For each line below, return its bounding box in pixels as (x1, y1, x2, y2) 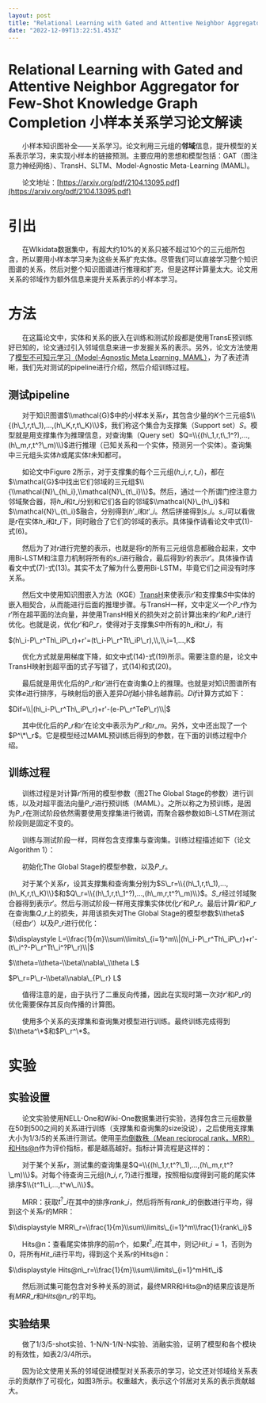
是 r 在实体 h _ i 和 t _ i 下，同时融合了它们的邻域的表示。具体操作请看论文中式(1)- (8, 517, 253, 526)
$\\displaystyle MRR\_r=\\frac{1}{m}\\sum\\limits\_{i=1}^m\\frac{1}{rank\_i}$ (8, 1222, 253, 1233)
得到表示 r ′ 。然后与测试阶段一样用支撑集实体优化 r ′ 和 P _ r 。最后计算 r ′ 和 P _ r (21, 898, 256, 908)
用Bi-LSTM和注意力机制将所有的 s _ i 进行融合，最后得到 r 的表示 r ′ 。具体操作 (8, 553, 247, 563)
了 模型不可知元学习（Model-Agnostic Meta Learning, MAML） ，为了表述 (8, 353, 243, 362)
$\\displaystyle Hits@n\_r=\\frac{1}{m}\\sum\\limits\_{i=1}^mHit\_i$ (8, 1265, 223, 1275)
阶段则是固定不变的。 (8, 818, 78, 828)
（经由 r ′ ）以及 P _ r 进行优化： (8, 918, 100, 927)
